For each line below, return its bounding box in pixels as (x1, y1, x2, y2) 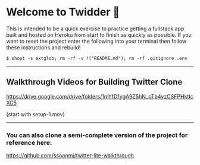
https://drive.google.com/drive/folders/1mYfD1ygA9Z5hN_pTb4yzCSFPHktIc (6, 93, 193, 100)
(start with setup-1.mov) (6, 110, 65, 118)
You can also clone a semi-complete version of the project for (6, 131, 188, 139)
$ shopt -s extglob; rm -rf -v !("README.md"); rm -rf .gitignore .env (6, 55, 187, 61)
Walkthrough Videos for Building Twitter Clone (6, 77, 183, 87)
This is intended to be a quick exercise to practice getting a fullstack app (6, 25, 185, 32)
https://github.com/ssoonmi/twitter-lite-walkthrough (6, 152, 135, 159)
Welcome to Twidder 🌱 (6, 5, 120, 19)
